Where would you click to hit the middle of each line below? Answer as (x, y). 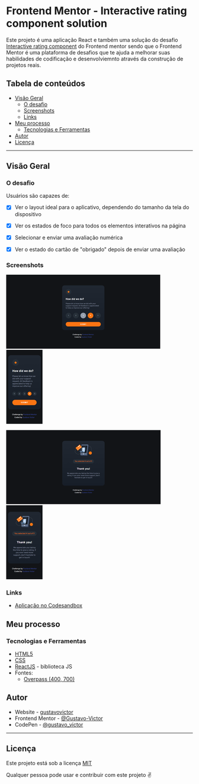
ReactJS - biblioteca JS (43, 666)
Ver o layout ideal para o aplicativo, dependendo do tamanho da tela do (102, 207)
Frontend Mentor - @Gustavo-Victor (59, 718)
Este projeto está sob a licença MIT (49, 763)
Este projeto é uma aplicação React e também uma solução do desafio (92, 40)
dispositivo (28, 214)
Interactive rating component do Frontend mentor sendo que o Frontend (94, 46)
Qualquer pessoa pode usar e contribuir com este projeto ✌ (79, 775)
